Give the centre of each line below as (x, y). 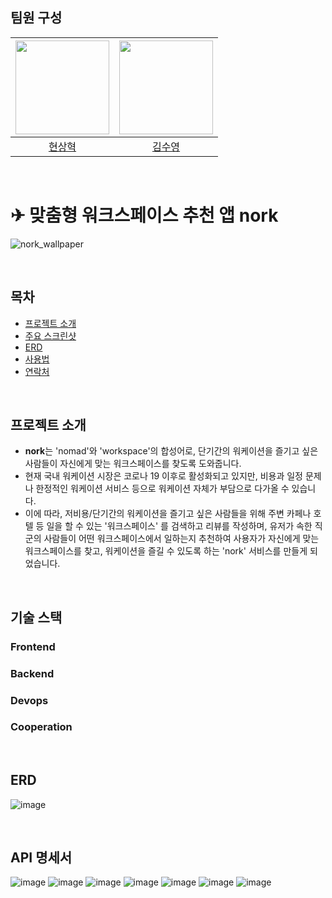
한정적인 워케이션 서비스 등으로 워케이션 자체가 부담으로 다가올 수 (162, 489)
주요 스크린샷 (50, 335)
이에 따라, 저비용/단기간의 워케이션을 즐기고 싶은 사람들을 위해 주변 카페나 (168, 514)
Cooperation (41, 727)
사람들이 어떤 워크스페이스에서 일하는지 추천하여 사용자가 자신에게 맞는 (181, 539)
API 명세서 (41, 858)
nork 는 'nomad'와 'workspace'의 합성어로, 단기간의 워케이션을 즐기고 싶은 (171, 451)
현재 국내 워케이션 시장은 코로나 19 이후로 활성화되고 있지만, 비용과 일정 (163, 476)
